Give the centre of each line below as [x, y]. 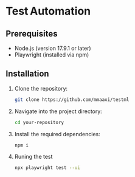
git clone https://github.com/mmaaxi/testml [72, 99]
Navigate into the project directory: [58, 111]
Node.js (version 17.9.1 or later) [53, 48]
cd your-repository [39, 122]
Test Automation [48, 11]
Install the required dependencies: [57, 134]
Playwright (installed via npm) [52, 55]
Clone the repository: [41, 88]
